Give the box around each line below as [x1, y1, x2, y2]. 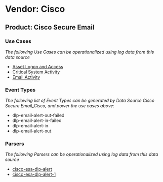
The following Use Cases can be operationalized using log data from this [5, 49, 154, 55]
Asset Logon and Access [12, 63, 63, 69]
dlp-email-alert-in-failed [12, 118, 62, 123]
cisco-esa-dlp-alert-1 [12, 171, 56, 178]
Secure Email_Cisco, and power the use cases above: [5, 103, 115, 109]
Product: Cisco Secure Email [5, 23, 95, 31]
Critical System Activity [12, 69, 60, 75]
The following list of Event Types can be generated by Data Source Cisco [5, 97, 155, 104]
